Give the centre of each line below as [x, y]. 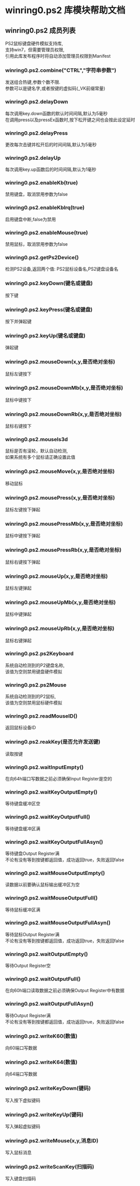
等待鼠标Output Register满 [32, 934]
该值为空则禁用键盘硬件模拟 [34, 671]
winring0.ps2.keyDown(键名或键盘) [49, 283]
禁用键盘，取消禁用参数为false [36, 194]
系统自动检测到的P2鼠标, [30, 697]
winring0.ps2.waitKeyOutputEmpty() [51, 792]
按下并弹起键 [18, 321]
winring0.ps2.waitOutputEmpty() [47, 954]
